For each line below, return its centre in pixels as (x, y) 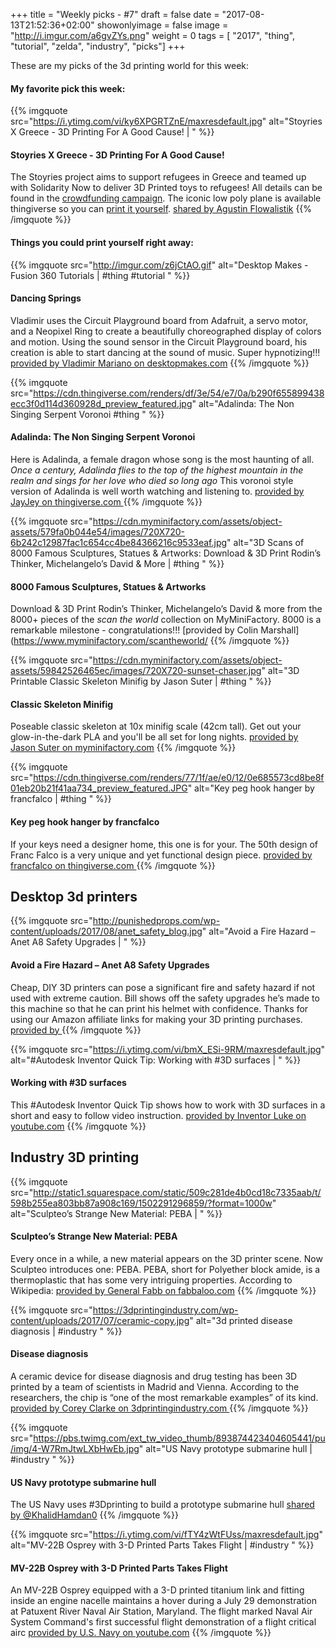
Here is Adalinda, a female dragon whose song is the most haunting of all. (162, 460)
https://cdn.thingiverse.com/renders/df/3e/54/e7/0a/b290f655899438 (179, 393)
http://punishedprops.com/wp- (156, 921)
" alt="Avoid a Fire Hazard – (258, 931)
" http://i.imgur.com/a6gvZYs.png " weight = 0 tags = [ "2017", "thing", (153, 35)
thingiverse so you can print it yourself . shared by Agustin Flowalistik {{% (161, 209)
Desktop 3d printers (74, 897)
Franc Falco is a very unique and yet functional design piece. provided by (161, 855)
